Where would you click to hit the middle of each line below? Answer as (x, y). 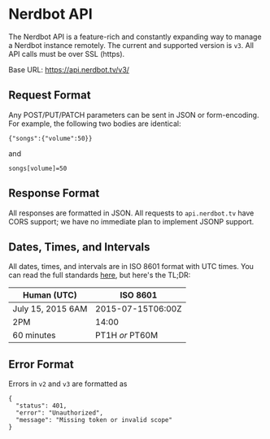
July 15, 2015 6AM (50, 309)
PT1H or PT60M (126, 336)
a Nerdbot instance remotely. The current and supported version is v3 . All (131, 45)
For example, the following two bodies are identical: (95, 124)
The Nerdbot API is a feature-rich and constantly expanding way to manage (135, 37)
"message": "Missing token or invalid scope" (94, 420)
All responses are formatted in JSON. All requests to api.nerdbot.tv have (131, 213)
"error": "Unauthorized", (60, 413)
